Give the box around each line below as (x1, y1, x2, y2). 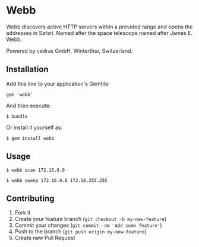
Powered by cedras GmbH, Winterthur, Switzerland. (6, 47, 132, 54)
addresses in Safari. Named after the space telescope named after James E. (6, 29, 193, 36)
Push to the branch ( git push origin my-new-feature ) (14, 228, 147, 235)
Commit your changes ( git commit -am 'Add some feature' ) (14, 222, 162, 229)
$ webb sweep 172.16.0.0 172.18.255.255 (6, 177, 108, 184)
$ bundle (6, 113, 28, 119)
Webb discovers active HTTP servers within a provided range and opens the (6, 23, 193, 30)
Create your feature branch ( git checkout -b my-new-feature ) (14, 216, 167, 223)
